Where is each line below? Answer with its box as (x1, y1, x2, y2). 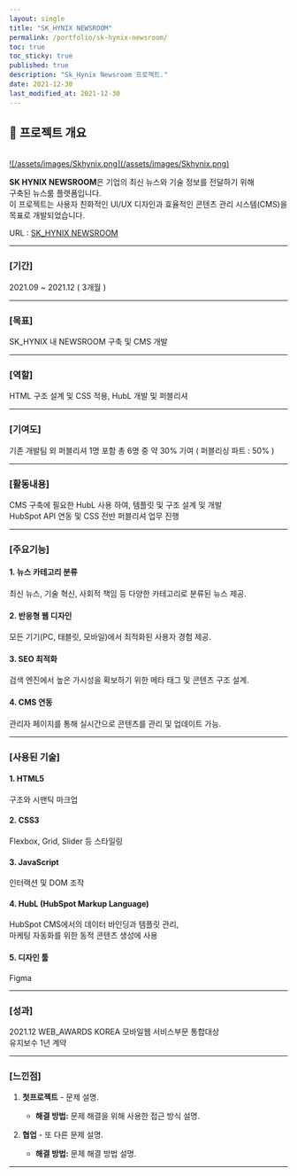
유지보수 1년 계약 (9, 1037, 67, 1047)
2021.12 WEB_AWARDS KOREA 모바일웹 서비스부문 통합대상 (9, 1026, 219, 1037)
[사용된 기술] (9, 751, 60, 763)
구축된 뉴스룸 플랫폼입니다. (9, 188, 102, 199)
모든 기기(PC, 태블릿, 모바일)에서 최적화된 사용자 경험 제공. (9, 632, 212, 643)
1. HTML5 (9, 774, 45, 784)
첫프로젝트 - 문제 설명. (21, 1092, 100, 1102)
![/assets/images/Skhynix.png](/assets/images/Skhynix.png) (9, 159, 230, 169)
